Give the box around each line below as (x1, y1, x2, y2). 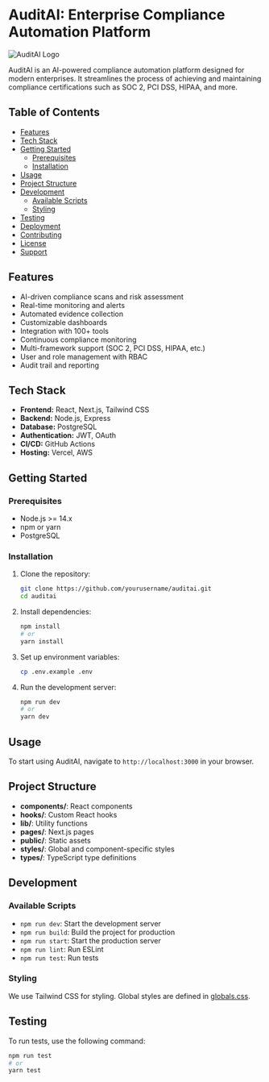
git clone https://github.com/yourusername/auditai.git (19, 585, 212, 593)
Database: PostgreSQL (19, 422, 97, 432)
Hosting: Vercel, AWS (19, 447, 93, 457)
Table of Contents (8, 106, 101, 119)
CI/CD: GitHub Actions (19, 439, 95, 449)
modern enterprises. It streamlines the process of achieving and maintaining (8, 73, 262, 83)
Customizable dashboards (19, 317, 107, 327)
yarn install (19, 637, 64, 646)
